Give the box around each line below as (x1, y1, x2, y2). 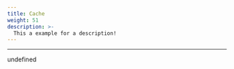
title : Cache (7, 10, 45, 17)
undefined (7, 55, 37, 63)
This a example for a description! (13, 29, 117, 37)
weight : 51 (7, 17, 39, 24)
